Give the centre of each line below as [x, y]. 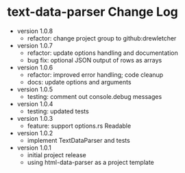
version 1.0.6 [35, 67]
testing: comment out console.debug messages [95, 96]
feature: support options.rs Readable [79, 126]
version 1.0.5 [35, 89]
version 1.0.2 [35, 133]
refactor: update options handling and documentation [102, 53]
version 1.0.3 [35, 118]
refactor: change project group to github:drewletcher [102, 38]
